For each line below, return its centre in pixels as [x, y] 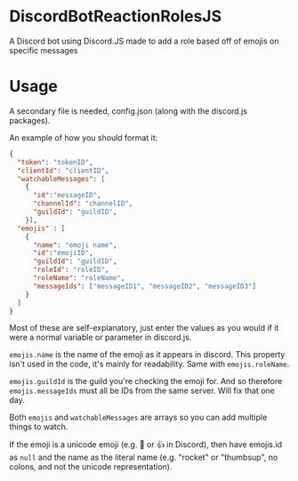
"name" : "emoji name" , [75, 245]
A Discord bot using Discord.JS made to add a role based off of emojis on [144, 41]
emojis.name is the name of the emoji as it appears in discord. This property [147, 355]
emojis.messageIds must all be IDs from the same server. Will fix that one [142, 391]
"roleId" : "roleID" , [71, 270]
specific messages [44, 50]
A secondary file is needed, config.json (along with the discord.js [128, 111]
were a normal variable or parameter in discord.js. [101, 337]
